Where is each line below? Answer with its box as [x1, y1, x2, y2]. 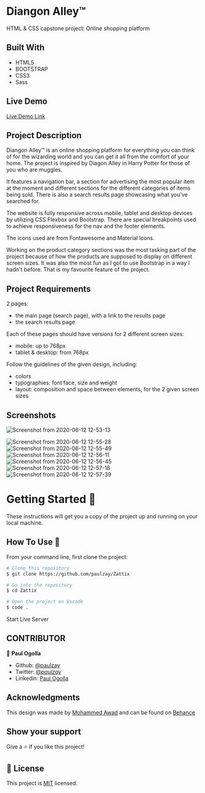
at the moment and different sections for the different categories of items [6, 184, 191, 192]
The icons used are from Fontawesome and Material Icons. [6, 235, 155, 242]
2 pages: [6, 300, 29, 308]
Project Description [6, 130, 82, 141]
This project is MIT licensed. [6, 779, 78, 787]
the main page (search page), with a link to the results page [15, 312, 166, 319]
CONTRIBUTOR [6, 633, 66, 644]
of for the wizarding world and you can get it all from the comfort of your [6, 153, 190, 160]
